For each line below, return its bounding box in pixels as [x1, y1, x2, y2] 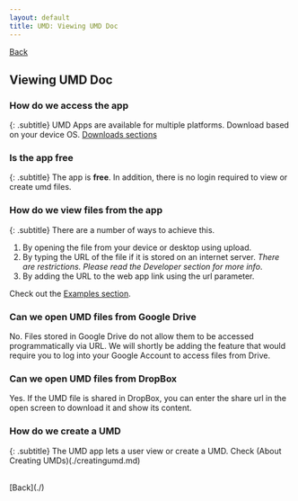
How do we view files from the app [9, 204, 163, 217]
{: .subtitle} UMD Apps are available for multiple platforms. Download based [9, 120, 290, 130]
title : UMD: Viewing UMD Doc [9, 22, 118, 31]
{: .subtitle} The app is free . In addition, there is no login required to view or [9, 172, 288, 183]
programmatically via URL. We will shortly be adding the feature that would [9, 341, 286, 352]
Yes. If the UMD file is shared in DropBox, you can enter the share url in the [9, 393, 287, 404]
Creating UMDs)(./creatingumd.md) [9, 455, 141, 466]
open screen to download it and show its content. [9, 402, 192, 414]
